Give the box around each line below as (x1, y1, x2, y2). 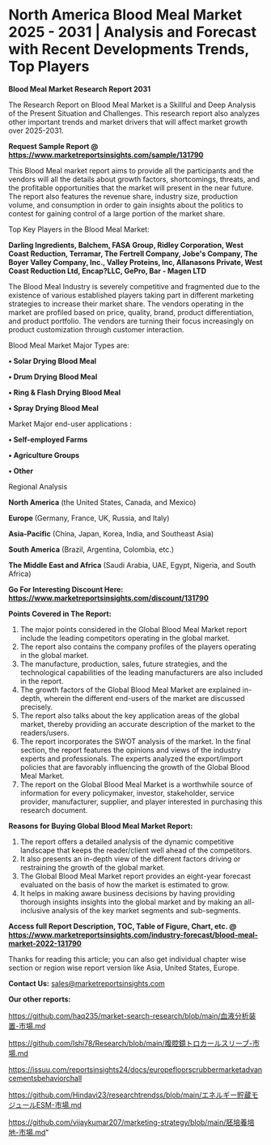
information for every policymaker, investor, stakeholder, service (19, 788, 235, 797)
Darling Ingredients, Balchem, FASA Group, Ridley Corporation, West (8, 240, 244, 250)
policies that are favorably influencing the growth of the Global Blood (19, 762, 250, 771)
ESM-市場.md (36, 1100, 83, 1109)
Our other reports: (8, 994, 71, 1004)
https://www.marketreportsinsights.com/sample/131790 (8, 150, 204, 160)
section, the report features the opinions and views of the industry (19, 745, 241, 754)
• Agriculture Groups (8, 450, 80, 459)
